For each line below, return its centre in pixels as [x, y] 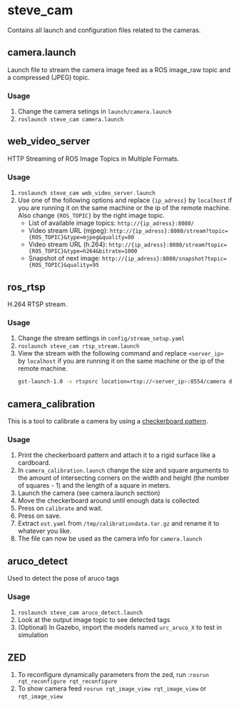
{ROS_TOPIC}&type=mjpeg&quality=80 [81, 238]
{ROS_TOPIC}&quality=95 [64, 265]
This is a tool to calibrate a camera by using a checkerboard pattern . [108, 421]
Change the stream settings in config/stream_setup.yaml [101, 339]
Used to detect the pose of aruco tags [63, 578]
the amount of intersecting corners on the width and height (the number [123, 478]
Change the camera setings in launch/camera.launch [95, 111]
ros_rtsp [26, 287]
